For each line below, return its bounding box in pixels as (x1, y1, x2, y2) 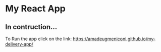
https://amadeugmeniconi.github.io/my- (73, 36, 155, 42)
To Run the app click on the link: (5, 36, 72, 42)
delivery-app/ (5, 41, 34, 47)
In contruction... (5, 23, 58, 31)
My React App (5, 3, 66, 14)
